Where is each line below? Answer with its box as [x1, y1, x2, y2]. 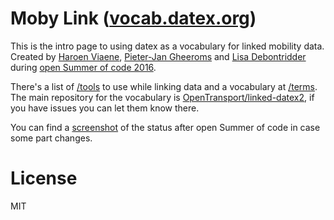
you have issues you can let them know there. [10, 102, 200, 114]
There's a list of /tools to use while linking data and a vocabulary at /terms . [10, 80, 318, 92]
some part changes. [10, 132, 93, 144]
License [10, 167, 78, 190]
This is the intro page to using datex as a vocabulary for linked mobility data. [10, 40, 325, 52]
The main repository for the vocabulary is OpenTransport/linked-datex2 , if [10, 91, 315, 103]
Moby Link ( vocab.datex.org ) [10, 7, 257, 30]
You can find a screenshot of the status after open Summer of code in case [10, 121, 321, 133]
